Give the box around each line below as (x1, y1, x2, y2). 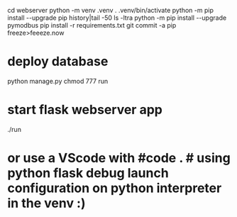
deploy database (7, 53, 109, 69)
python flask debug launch (7, 165, 169, 182)
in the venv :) (7, 195, 86, 211)
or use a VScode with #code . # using (7, 150, 231, 166)
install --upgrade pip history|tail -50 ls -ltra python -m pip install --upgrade (7, 13, 227, 22)
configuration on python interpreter (7, 180, 222, 196)
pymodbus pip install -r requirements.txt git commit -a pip (7, 21, 177, 29)
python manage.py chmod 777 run (7, 77, 109, 85)
